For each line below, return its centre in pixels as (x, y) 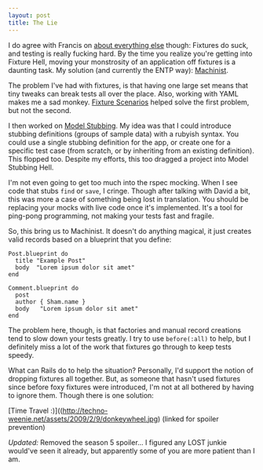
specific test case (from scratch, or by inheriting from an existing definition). (131, 151)
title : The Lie (33, 23)
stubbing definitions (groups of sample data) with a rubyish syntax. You (124, 133)
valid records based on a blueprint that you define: (90, 239)
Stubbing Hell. (31, 167)
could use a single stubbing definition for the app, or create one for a (120, 142)
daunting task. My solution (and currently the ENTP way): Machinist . (119, 70)
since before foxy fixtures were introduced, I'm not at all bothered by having (131, 387)
